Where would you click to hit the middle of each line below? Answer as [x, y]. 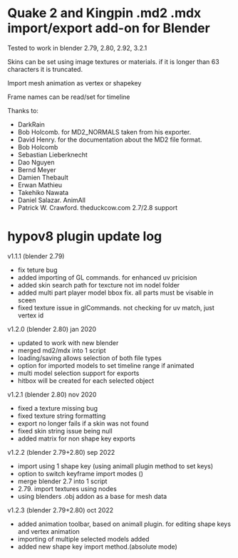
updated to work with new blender [68, 342]
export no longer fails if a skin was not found [83, 423]
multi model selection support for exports [78, 373]
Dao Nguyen [36, 162]
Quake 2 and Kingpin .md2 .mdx [104, 13]
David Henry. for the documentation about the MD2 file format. [110, 139]
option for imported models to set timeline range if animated [106, 365]
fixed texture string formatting [62, 416]
